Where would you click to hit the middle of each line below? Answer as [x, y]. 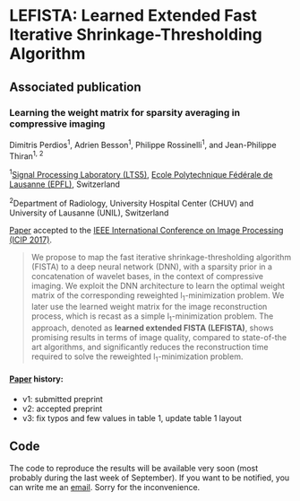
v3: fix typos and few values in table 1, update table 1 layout [132, 418]
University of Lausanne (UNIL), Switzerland [89, 213]
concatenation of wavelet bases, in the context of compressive [147, 276]
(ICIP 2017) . [30, 240]
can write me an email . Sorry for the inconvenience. [105, 487]
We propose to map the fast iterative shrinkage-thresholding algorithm [161, 257]
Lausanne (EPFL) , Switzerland [65, 184]
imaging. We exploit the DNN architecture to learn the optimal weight [158, 286]
